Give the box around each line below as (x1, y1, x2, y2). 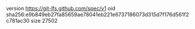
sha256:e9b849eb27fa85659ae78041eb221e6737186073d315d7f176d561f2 (6, 11, 189, 18)
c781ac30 (6, 17, 30, 24)
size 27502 (31, 17, 58, 24)
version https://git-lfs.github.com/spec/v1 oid (6, 5, 116, 12)
